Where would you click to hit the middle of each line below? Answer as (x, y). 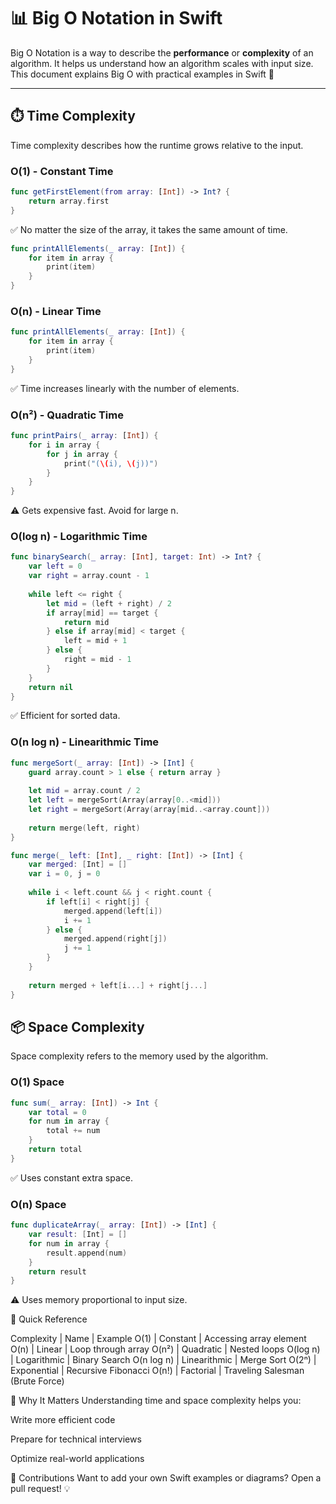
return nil (51, 687)
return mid (86, 622)
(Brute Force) (37, 1381)
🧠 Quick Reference (49, 1319)
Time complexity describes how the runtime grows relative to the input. (157, 145)
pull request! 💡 (40, 1489)
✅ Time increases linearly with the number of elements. (125, 388)
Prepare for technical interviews (76, 1439)
